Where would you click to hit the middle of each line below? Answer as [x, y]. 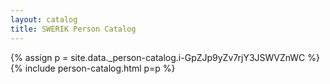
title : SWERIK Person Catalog [73, 29]
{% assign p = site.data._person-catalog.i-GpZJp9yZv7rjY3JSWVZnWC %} [165, 57]
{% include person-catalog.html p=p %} [93, 68]
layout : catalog [44, 19]
